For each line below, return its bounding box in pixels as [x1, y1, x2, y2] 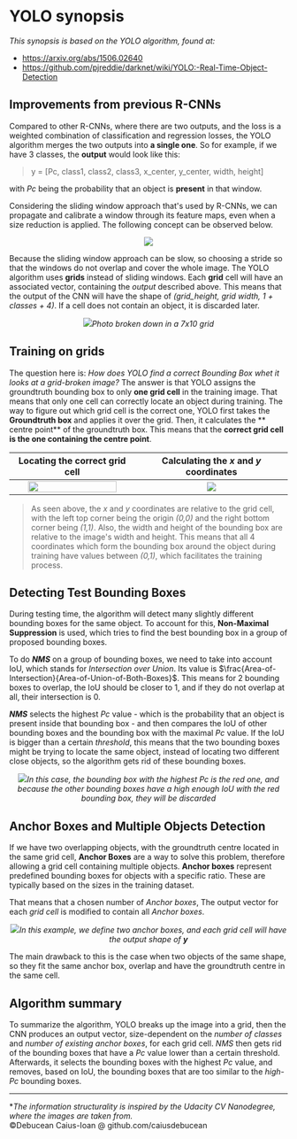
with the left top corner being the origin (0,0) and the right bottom [30, 512, 270, 523]
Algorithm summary [9, 996, 122, 1011]
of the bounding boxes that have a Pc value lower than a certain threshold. [9, 1048, 280, 1058]
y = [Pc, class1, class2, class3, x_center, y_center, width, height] [30, 166, 264, 176]
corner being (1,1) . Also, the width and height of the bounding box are [30, 522, 283, 532]
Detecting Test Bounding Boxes [9, 585, 187, 600]
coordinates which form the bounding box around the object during [30, 540, 277, 551]
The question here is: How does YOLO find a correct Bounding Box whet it [9, 368, 280, 378]
